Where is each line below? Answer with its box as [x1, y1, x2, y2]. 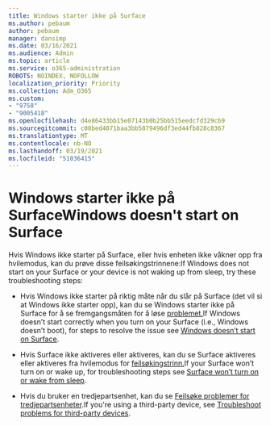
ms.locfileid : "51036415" [8, 154, 95, 162]
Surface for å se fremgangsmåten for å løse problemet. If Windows [19, 308, 240, 319]
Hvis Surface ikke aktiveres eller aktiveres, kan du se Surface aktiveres [19, 350, 256, 360]
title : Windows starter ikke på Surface [8, 11, 147, 20]
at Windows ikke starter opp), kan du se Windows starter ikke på [19, 300, 235, 310]
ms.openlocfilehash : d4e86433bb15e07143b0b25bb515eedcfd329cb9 [8, 117, 226, 125]
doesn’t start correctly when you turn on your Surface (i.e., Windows [19, 317, 248, 327]
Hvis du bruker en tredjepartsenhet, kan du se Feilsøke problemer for [19, 391, 250, 401]
